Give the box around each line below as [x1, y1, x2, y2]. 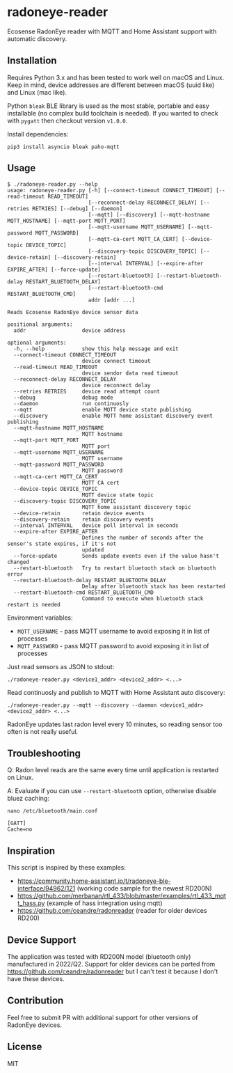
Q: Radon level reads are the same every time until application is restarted [7, 766, 219, 774]
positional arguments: [7, 321, 73, 328]
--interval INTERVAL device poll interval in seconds [13, 522, 179, 529]
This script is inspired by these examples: [7, 863, 127, 872]
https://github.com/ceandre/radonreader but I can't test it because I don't [7, 967, 218, 976]
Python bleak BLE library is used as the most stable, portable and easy [7, 102, 210, 110]
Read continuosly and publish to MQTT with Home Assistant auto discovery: [7, 688, 225, 696]
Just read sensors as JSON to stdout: [7, 662, 115, 671]
